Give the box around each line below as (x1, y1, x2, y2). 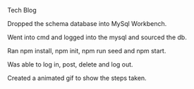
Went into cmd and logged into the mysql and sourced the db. (7, 33, 187, 41)
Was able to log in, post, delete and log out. (7, 60, 133, 69)
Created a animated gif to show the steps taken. (7, 74, 147, 82)
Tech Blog (7, 6, 37, 14)
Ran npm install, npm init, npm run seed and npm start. (7, 47, 166, 55)
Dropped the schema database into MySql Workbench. (7, 20, 167, 27)
